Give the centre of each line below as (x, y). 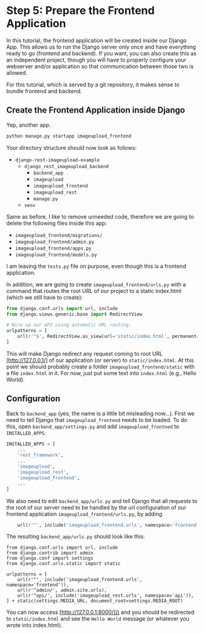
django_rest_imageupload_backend (66, 166)
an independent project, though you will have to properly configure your (96, 60)
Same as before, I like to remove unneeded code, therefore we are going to (100, 216)
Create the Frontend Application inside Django (96, 110)
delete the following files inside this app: (57, 223)
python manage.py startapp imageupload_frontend (69, 136)
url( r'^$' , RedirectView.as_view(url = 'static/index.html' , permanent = (108, 336)
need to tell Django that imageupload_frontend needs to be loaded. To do (97, 420)
